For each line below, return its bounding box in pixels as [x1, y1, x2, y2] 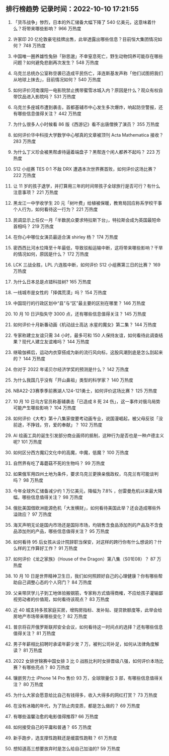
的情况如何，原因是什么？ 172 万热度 [13, 251, 89, 257]
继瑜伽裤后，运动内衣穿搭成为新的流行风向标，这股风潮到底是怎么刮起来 [13, 349, 163, 355]
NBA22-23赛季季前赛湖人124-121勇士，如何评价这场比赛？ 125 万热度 [13, 388, 157, 394]
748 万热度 [23, 42, 46, 48]
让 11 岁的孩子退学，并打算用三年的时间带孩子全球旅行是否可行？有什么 [13, 183, 160, 189]
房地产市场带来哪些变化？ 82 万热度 [13, 613, 88, 619]
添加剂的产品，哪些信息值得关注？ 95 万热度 [17, 528, 110, 534]
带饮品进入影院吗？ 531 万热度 [13, 93, 76, 99]
